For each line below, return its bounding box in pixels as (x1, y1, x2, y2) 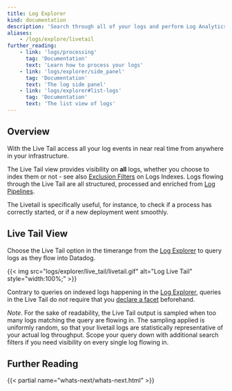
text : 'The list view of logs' (25, 100, 116, 107)
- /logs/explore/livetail (19, 36, 95, 43)
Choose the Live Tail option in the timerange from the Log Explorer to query (7, 246, 222, 255)
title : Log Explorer (7, 10, 67, 17)
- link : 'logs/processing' (19, 49, 97, 56)
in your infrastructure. (7, 152, 69, 160)
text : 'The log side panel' (25, 81, 107, 88)
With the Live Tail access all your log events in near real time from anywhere (7, 144, 224, 152)
